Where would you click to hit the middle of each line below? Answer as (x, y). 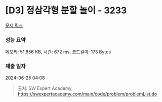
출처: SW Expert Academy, (45, 88)
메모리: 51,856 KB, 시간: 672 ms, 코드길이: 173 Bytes (58, 52)
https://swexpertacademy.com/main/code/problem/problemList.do (87, 94)
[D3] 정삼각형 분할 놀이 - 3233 (66, 10)
